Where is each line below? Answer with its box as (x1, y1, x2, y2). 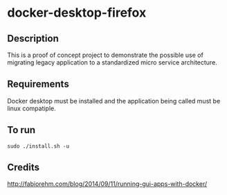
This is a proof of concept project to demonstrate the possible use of (7, 51, 204, 59)
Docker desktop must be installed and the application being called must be (7, 96, 221, 105)
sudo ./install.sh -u (7, 142, 70, 150)
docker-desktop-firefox (7, 5, 147, 21)
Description (7, 33, 59, 44)
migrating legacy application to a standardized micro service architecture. (7, 58, 218, 67)
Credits (7, 162, 40, 173)
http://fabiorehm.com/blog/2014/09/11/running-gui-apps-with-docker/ (7, 180, 208, 188)
